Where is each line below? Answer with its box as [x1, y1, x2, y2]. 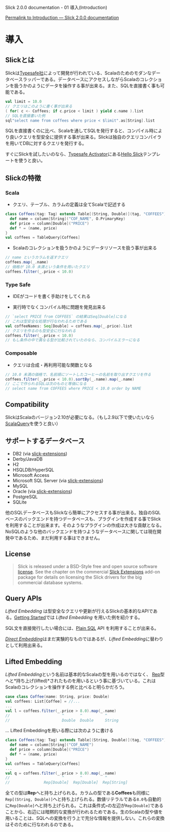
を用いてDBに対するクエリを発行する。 [5, 140, 87, 146]
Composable [5, 350, 37, 357]
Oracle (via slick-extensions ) [12, 488, 72, 494]
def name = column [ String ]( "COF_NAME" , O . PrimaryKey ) [10, 216, 125, 221]
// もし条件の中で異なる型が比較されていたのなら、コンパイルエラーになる [5, 337, 140, 343]
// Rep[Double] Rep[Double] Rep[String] [5, 780, 128, 785]
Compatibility [5, 400, 49, 409]
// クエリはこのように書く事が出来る [5, 103, 72, 109]
